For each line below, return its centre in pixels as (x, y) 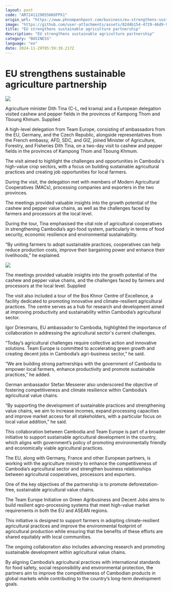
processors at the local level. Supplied (46, 286)
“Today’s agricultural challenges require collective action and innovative (81, 343)
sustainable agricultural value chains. (55, 489)
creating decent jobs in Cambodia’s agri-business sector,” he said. (75, 353)
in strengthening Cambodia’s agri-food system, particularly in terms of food (85, 229)
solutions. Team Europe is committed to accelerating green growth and (80, 348)
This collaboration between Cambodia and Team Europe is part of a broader (85, 431)
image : (12, 24)
